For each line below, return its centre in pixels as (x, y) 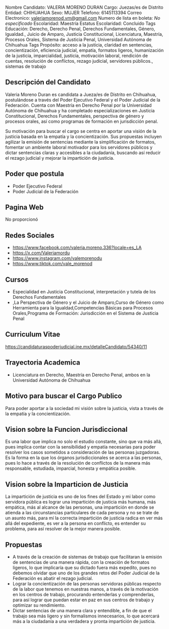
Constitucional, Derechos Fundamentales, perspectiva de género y (75, 116)
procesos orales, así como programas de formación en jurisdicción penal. (82, 121)
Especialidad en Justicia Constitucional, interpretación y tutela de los (84, 292)
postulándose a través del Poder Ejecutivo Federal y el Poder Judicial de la (83, 100)
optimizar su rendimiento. (39, 605)
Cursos (17, 279)
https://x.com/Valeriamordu (41, 253)
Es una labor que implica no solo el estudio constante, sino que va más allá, (84, 441)
